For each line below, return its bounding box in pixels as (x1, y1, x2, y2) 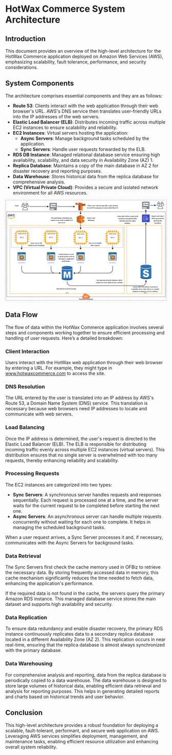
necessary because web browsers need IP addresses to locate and (5, 406, 147, 412)
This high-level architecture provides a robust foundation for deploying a (5, 722, 159, 728)
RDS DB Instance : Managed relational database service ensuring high (12, 152, 160, 158)
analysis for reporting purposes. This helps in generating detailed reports (5, 688, 160, 694)
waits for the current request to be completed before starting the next (12, 502, 160, 509)
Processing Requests (5, 470, 60, 477)
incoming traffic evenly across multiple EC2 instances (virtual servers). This (5, 446, 165, 452)
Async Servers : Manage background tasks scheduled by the (20, 135, 149, 141)
